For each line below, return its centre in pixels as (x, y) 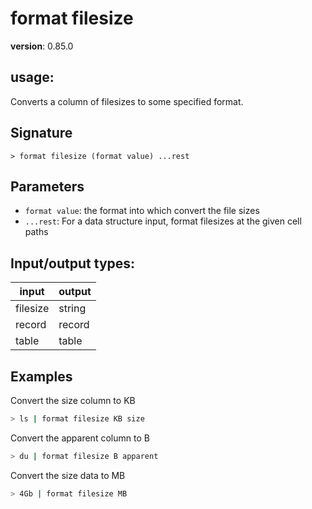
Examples (41, 376)
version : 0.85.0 (42, 46)
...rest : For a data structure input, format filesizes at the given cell (163, 221)
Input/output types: (73, 263)
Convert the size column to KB (73, 400)
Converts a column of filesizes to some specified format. (127, 101)
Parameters (47, 186)
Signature (41, 133)
